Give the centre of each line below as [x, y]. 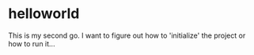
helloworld [44, 14]
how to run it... [32, 43]
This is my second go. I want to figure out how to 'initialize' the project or [127, 35]
